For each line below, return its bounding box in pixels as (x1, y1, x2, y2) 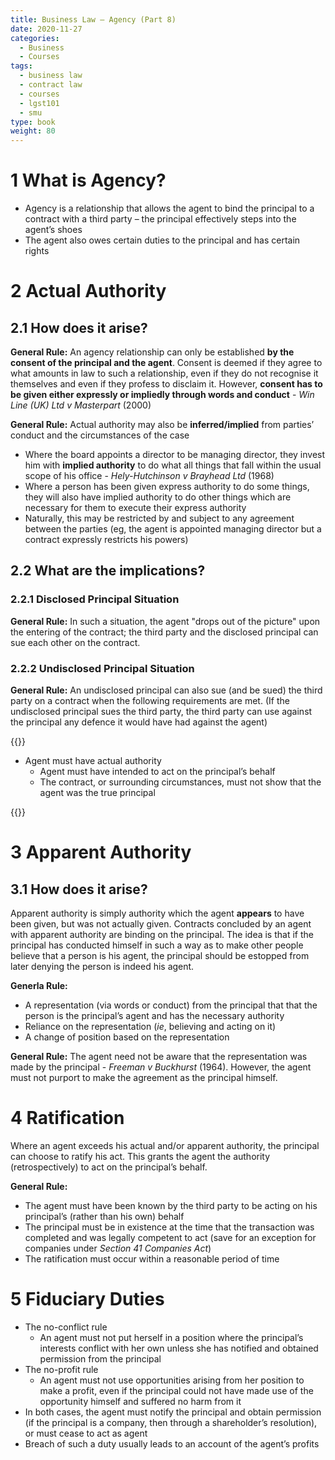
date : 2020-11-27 (10, 24, 83, 34)
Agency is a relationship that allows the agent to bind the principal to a (24, 202, 315, 215)
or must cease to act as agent (24, 1427, 148, 1439)
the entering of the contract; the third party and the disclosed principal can (10, 626, 319, 638)
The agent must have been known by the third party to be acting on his (24, 1199, 318, 1211)
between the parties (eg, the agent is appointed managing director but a (24, 523, 322, 535)
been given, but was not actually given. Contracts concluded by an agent (10, 918, 312, 930)
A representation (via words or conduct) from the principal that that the (24, 999, 318, 1011)
